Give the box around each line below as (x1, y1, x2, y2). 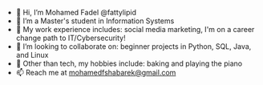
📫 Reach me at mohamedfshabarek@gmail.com (15, 68, 176, 77)
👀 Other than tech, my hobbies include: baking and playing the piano (15, 59, 243, 68)
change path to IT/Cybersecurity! (15, 33, 126, 42)
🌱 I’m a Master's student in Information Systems (15, 16, 175, 26)
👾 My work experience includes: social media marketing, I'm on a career (15, 25, 255, 34)
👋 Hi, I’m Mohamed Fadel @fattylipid (15, 8, 136, 17)
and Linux (15, 51, 49, 59)
